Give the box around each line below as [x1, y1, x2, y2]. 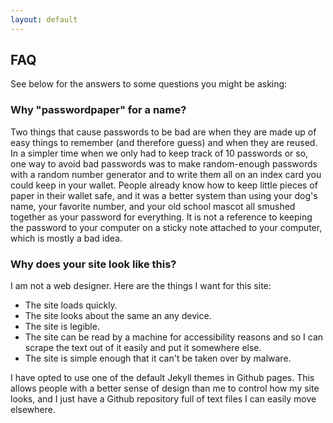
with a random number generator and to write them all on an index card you [10, 168, 322, 180]
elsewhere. [10, 404, 56, 416]
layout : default [10, 14, 78, 25]
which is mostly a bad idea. [10, 232, 123, 244]
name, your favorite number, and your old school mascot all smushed [10, 200, 296, 212]
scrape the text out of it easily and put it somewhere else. [24, 342, 262, 354]
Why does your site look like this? [10, 257, 177, 271]
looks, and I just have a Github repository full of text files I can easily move [10, 393, 317, 405]
